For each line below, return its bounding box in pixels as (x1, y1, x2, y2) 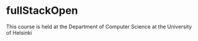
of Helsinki (6, 29, 32, 36)
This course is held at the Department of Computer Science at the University (6, 23, 192, 30)
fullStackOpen (6, 4, 78, 17)
